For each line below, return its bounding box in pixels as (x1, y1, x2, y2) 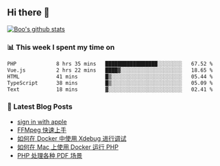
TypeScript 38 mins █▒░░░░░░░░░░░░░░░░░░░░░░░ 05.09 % (7, 79, 213, 86)
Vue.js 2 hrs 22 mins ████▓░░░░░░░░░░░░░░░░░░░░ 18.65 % (7, 66, 213, 74)
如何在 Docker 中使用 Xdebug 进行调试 (16, 134, 127, 142)
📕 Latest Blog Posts (7, 102, 73, 111)
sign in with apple (16, 117, 67, 126)
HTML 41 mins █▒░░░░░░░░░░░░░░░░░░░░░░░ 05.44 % (7, 73, 213, 80)
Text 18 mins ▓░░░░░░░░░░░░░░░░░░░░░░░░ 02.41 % (7, 86, 213, 93)
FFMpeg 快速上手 (16, 126, 67, 134)
